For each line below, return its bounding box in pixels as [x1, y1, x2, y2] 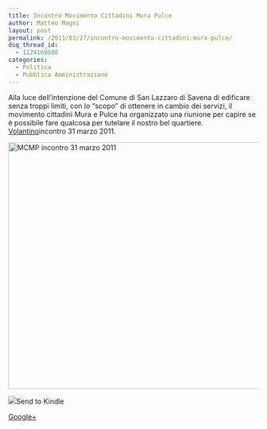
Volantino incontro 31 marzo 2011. [8, 126, 117, 136]
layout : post [8, 26, 52, 34]
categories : [8, 56, 48, 64]
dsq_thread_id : [8, 41, 59, 49]
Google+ [8, 412, 37, 421]
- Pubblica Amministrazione [15, 71, 109, 79]
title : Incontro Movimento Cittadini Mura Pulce [8, 11, 172, 20]
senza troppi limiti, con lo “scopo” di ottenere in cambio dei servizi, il [8, 101, 233, 110]
